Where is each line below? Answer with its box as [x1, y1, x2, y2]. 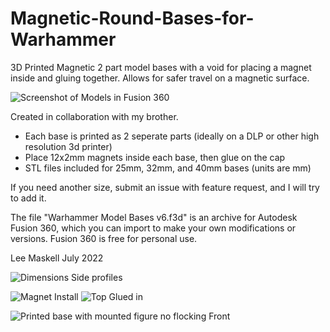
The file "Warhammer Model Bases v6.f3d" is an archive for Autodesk [10, 211, 298, 223]
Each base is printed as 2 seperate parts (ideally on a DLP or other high [24, 130, 320, 142]
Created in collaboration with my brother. [10, 110, 179, 122]
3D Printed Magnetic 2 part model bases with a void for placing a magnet [10, 61, 312, 73]
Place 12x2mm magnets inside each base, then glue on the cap [24, 151, 286, 163]
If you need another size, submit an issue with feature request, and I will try [10, 181, 320, 193]
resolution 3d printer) [24, 140, 113, 152]
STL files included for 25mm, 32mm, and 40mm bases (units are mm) [24, 162, 312, 174]
